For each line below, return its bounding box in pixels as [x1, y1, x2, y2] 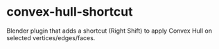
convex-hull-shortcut [6, 4, 133, 20]
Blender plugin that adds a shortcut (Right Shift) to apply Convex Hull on [6, 27, 213, 35]
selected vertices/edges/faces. [6, 33, 96, 42]
